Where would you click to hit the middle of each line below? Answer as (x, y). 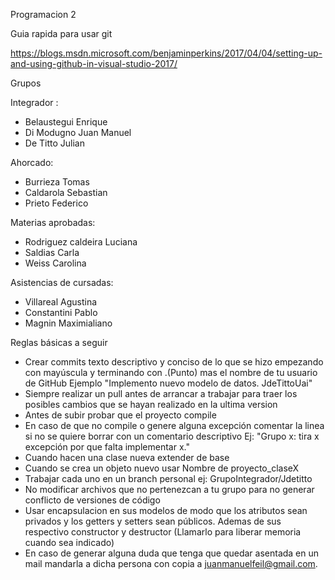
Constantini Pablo (61, 312)
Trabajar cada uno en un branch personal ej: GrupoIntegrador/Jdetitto (168, 478)
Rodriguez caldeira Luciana (81, 242)
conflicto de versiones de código (92, 500)
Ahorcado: (32, 162)
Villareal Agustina (61, 302)
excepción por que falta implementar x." (107, 447)
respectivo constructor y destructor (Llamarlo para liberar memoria (163, 532)
